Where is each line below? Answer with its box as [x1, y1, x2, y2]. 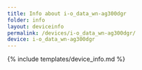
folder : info [7, 17, 45, 24]
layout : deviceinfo [7, 23, 64, 30]
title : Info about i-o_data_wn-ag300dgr [7, 10, 127, 17]
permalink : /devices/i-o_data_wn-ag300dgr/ [7, 29, 136, 37]
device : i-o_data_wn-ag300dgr [7, 36, 96, 43]
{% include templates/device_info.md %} [7, 55, 126, 63]
